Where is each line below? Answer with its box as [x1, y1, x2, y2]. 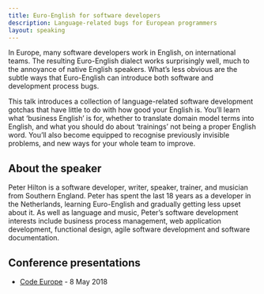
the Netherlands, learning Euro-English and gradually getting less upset [8, 199, 241, 209]
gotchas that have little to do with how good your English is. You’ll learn [8, 105, 241, 115]
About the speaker [8, 161, 102, 175]
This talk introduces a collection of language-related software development [8, 96, 254, 107]
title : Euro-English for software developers [8, 11, 160, 20]
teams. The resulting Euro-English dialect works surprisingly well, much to [8, 56, 251, 66]
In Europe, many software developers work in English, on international [8, 48, 236, 58]
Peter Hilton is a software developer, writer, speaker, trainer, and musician [8, 183, 249, 192]
